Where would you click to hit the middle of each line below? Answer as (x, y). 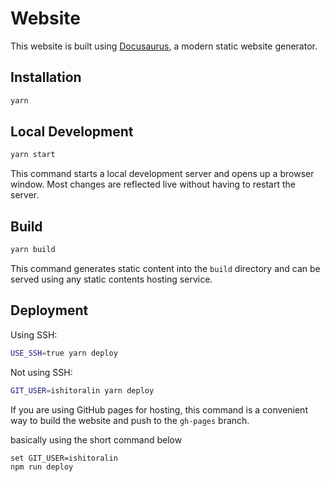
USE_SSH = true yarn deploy (64, 353)
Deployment (49, 310)
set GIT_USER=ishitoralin (64, 458)
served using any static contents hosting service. (111, 279)
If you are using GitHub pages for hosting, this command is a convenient (159, 409)
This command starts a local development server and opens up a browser (162, 174)
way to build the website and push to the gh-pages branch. (130, 420)
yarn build (33, 250)
